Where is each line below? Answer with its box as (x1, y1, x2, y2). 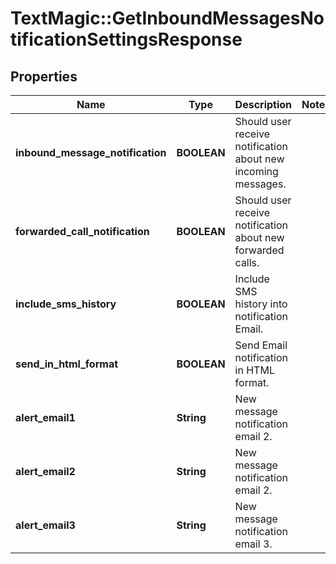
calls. (234, 256, 260, 269)
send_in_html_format (15, 357, 119, 371)
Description (234, 98, 293, 111)
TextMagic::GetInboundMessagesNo (10, 7, 325, 30)
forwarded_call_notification (15, 225, 150, 238)
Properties (10, 68, 78, 85)
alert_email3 (15, 518, 76, 532)
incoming (234, 165, 279, 178)
